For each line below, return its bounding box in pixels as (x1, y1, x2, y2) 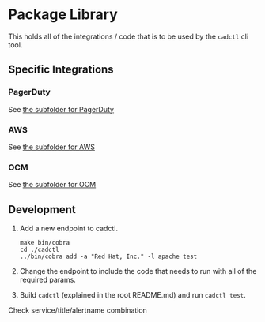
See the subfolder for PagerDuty (8, 104, 115, 114)
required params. (19, 275, 77, 285)
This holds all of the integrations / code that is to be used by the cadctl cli (8, 32, 249, 41)
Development (8, 203, 77, 216)
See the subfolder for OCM (8, 180, 97, 189)
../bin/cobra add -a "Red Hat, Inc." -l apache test (19, 253, 198, 261)
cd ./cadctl (19, 246, 59, 254)
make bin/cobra (19, 239, 70, 247)
